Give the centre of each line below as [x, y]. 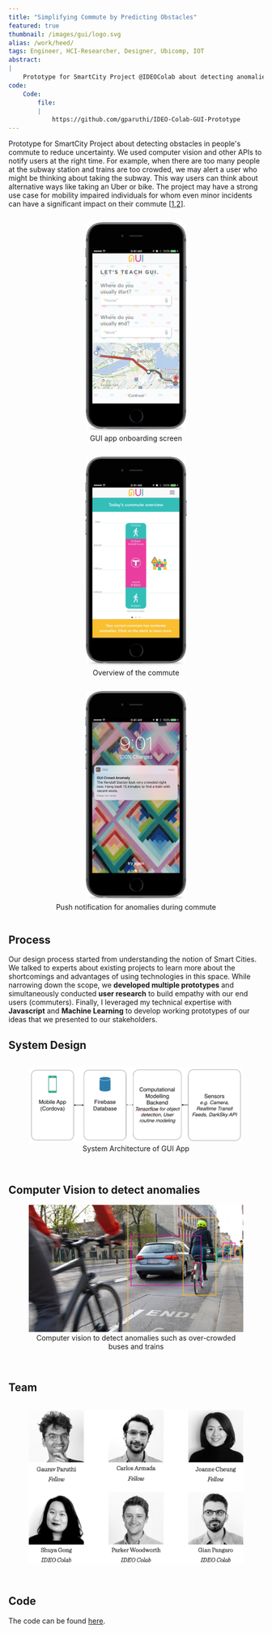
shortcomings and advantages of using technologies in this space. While [130, 977]
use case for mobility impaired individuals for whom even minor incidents [130, 195]
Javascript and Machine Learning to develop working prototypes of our [129, 1011]
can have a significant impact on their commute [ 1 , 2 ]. [97, 204]
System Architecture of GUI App [136, 1149]
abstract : [25, 60]
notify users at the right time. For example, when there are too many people [134, 161]
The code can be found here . [57, 1621]
